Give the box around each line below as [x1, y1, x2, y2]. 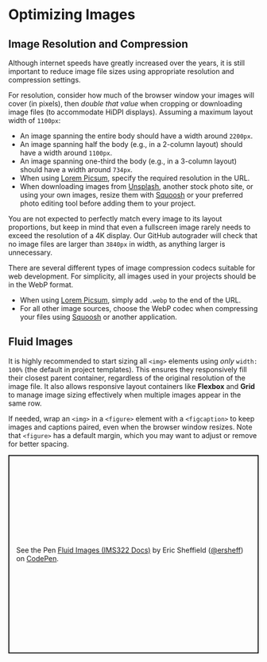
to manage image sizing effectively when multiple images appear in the [8, 390, 242, 399]
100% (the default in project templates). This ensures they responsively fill [8, 364, 248, 374]
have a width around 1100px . [19, 148, 113, 157]
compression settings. [8, 75, 81, 84]
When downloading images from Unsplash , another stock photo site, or [19, 182, 253, 191]
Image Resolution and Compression [8, 37, 188, 51]
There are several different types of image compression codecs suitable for [8, 264, 256, 272]
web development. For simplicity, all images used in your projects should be [8, 271, 257, 281]
